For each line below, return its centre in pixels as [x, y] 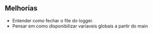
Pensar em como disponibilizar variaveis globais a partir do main [80, 26]
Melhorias [21, 8]
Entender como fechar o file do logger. [53, 20]
